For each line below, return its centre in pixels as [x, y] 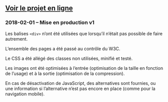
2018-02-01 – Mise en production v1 [50, 23]
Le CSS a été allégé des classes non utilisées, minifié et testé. [69, 58]
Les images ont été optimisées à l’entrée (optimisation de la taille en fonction [84, 68]
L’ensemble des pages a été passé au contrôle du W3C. [63, 48]
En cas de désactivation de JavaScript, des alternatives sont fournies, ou [80, 83]
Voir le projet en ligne [39, 8]
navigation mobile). [25, 94]
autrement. [17, 39]
